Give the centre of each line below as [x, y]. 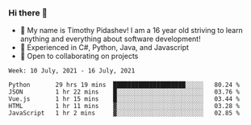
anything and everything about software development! [110, 39]
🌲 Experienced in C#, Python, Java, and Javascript [105, 48]
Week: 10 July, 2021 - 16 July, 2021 [72, 71]
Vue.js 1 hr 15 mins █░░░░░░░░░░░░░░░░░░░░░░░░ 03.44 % [124, 99]
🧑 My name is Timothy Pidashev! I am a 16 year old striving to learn [132, 31]
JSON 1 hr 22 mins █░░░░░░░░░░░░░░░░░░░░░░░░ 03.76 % [124, 92]
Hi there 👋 [28, 13]
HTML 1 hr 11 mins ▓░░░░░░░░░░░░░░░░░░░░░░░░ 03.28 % [124, 106]
